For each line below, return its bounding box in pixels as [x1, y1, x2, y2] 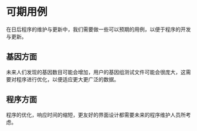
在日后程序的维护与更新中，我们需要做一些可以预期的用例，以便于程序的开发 [6, 26, 191, 33]
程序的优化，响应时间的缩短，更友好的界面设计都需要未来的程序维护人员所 [6, 111, 186, 118]
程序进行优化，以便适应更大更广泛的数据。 [16, 75, 119, 82]
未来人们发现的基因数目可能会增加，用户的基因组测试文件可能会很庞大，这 [6, 68, 186, 75]
